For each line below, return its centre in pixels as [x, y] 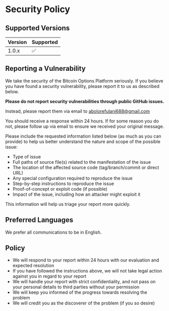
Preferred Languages [39, 220]
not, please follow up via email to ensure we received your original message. [85, 126]
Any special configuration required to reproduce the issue [72, 178]
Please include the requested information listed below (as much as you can [83, 136]
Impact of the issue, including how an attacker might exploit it [76, 194]
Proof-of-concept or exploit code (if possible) [60, 189]
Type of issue [27, 157]
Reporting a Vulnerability [45, 69]
